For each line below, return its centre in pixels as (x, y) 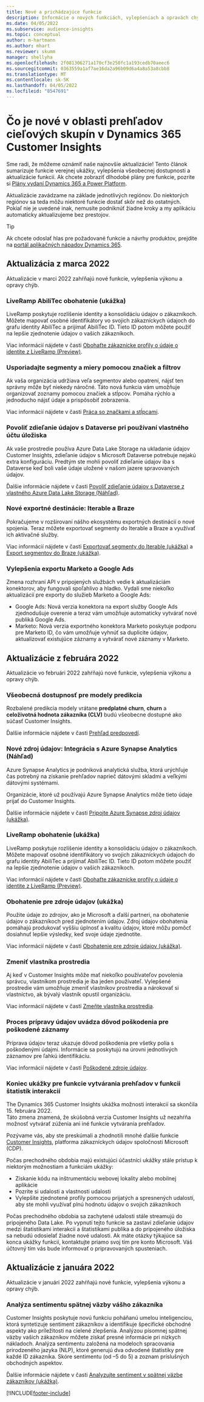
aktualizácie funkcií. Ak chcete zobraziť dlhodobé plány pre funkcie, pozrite (101, 177)
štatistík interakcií (33, 1091)
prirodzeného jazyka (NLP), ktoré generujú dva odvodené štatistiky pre (95, 1350)
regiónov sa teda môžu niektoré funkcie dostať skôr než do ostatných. (94, 202)
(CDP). (15, 1148)
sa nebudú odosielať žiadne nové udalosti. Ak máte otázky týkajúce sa (94, 1236)
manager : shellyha (29, 57)
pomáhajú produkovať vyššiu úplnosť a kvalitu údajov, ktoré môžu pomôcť (99, 928)
